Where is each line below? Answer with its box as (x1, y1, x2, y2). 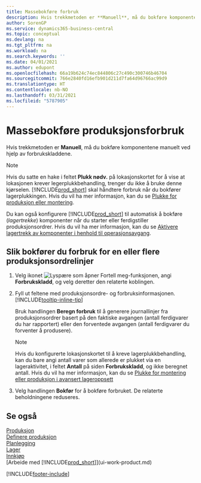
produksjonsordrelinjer (6, 256, 94, 266)
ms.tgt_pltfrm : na (6, 43, 52, 49)
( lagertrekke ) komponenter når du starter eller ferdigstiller (6, 216, 149, 224)
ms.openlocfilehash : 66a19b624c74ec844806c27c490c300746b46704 (6, 70, 167, 76)
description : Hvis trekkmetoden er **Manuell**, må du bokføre (6, 14, 167, 20)
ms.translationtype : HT (6, 81, 66, 87)
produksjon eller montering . (6, 198, 75, 206)
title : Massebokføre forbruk (6, 8, 79, 15)
